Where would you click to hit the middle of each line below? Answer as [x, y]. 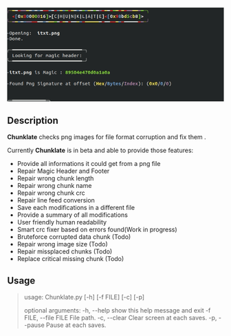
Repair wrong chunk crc [51, 193]
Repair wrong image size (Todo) [62, 244]
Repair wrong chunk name [54, 186]
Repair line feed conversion [56, 200]
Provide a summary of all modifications [73, 215]
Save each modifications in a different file [76, 208]
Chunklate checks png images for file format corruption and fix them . [107, 137]
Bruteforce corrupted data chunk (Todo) [74, 237]
